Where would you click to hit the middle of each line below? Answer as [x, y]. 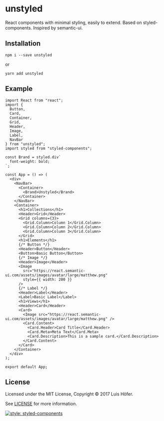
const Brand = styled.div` [33, 157]
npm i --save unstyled [29, 55]
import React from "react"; [34, 100]
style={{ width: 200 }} [47, 279]
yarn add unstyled [24, 73]
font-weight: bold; [30, 161]
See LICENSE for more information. [41, 404]
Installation [23, 44]
